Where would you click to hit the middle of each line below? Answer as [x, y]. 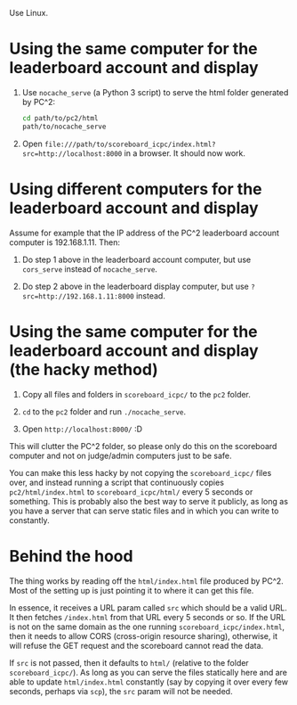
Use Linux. [29, 13]
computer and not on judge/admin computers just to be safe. [121, 455]
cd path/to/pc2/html [60, 118]
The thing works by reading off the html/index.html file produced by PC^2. [147, 581]
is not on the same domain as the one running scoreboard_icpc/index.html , [147, 627]
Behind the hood [71, 556]
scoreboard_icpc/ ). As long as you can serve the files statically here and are [148, 672]
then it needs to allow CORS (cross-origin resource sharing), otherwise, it [144, 635]
